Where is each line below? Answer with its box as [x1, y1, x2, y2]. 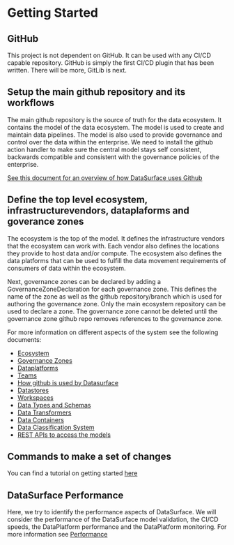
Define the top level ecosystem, [7, 194, 148, 206]
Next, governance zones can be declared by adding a [7, 277, 162, 285]
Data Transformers [17, 408, 72, 417]
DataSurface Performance [7, 489, 124, 501]
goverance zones [7, 216, 84, 227]
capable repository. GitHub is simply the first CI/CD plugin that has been [7, 59, 214, 67]
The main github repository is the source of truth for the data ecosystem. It [7, 115, 221, 124]
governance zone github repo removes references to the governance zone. [7, 314, 223, 322]
